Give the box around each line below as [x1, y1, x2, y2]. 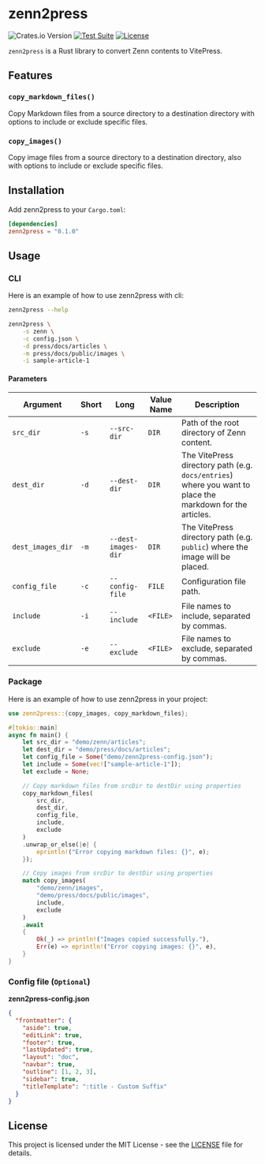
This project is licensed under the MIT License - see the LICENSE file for [8, 1140, 243, 1150]
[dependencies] [8, 220, 58, 228]
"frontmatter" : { [15, 1017, 73, 1024]
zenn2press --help [8, 306, 69, 314]
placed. [181, 561, 209, 572]
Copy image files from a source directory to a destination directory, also [8, 152, 242, 162]
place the [181, 489, 217, 500]
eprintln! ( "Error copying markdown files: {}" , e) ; [36, 848, 211, 856]
